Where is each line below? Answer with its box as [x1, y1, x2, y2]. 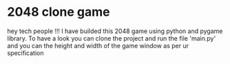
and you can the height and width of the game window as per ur [7, 41, 189, 50]
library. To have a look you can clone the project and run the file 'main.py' [7, 34, 216, 42]
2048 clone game [7, 4, 110, 20]
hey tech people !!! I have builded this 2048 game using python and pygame [7, 27, 223, 35]
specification [7, 49, 44, 57]
